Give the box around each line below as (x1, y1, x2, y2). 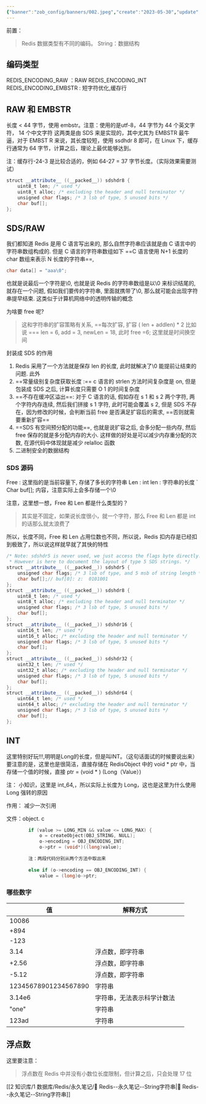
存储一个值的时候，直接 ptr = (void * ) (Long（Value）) (6, 768, 142, 775)
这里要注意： (6, 1057, 39, 1064)
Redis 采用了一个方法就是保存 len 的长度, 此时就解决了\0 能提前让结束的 (15, 363, 197, 370)
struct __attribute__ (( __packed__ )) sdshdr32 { (6, 656, 133, 662)
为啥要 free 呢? (6, 308, 44, 315)
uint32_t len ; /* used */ (17, 662, 84, 668)
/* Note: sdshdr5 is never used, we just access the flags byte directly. (6, 553, 202, 559)
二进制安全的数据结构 (15, 447, 69, 454)
